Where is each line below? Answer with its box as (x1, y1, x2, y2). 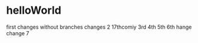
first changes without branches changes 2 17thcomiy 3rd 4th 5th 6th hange (6, 23, 192, 30)
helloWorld (6, 4, 62, 17)
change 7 (6, 29, 30, 36)
